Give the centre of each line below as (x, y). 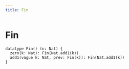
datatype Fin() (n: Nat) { (34, 49)
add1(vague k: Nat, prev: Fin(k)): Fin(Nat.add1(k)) (67, 57)
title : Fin (17, 10)
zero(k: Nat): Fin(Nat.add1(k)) (45, 53)
